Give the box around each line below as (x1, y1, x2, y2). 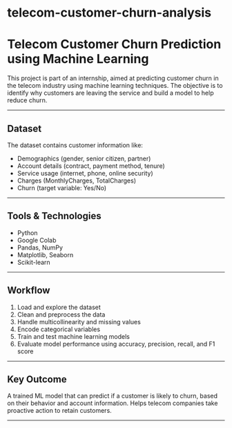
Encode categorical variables (17, 325, 101, 333)
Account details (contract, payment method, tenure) (17, 161, 166, 170)
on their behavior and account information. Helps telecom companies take (7, 399, 218, 407)
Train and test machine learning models (17, 332, 130, 340)
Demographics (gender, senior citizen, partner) (17, 154, 151, 162)
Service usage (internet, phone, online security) (17, 169, 153, 177)
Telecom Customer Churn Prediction (7, 37, 222, 53)
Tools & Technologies (7, 210, 101, 222)
